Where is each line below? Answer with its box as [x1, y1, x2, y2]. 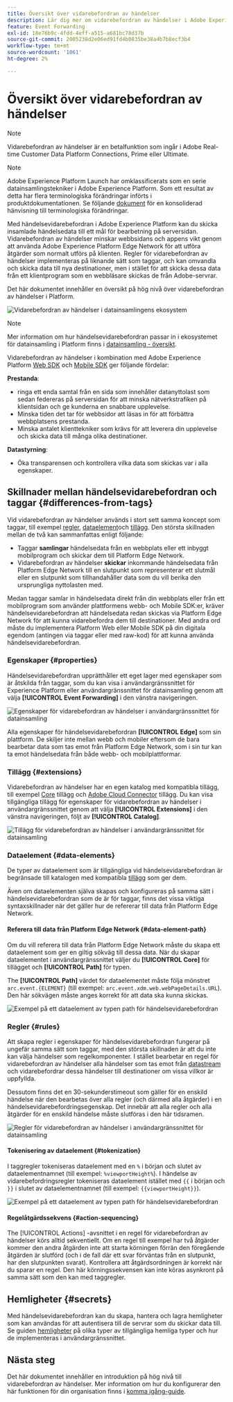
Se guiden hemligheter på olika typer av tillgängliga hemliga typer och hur [7, 1326, 218, 1335]
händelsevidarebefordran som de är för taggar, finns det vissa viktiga [7, 895, 205, 903]
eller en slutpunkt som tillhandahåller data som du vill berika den [17, 573, 201, 582]
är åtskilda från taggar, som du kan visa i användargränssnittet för [7, 678, 196, 687]
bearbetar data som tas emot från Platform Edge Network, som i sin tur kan [7, 742, 222, 750]
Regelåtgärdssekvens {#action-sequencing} [7, 1213, 139, 1222]
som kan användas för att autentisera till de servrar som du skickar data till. [7, 1319, 222, 1328]
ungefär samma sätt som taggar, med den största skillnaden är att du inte [7, 1045, 216, 1053]
